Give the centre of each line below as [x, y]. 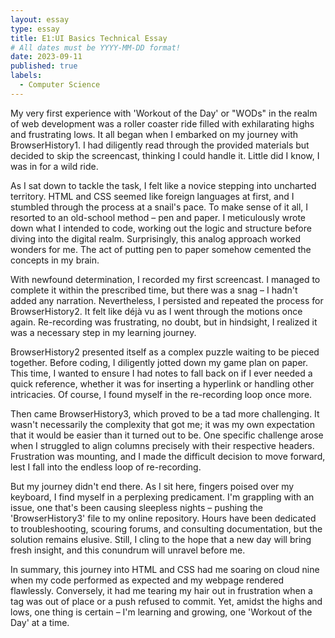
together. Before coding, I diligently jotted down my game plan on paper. [159, 362]
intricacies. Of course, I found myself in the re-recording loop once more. [161, 394]
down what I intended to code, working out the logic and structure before [161, 228]
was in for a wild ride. [54, 166]
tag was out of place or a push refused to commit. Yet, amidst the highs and [166, 601]
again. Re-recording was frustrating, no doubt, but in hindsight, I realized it [164, 322]
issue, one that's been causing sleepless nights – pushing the [137, 507]
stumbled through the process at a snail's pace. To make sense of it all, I [159, 207]
